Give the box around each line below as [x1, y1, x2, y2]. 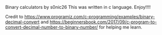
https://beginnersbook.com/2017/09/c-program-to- [49, 19, 157, 25]
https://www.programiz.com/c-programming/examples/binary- [24, 14, 155, 19]
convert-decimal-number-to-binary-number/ [5, 24, 98, 30]
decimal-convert [5, 19, 40, 25]
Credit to [5, 14, 24, 19]
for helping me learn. [99, 24, 142, 30]
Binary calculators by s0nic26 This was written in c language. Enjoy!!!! [5, 4, 151, 10]
